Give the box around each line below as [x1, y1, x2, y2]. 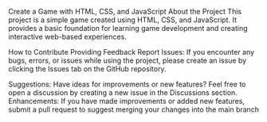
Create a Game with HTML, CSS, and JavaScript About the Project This [8, 7, 241, 16]
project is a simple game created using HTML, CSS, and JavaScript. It [8, 15, 238, 25]
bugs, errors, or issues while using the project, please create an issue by [8, 55, 247, 65]
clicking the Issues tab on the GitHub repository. [8, 64, 167, 74]
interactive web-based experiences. [8, 32, 128, 41]
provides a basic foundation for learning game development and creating [8, 24, 248, 32]
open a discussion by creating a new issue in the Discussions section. [8, 88, 238, 97]
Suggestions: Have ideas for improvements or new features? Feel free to [8, 79, 246, 89]
